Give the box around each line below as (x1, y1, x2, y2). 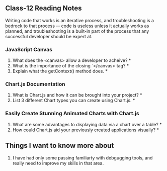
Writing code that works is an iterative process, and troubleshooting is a (5, 17, 154, 23)
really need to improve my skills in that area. (12, 160, 104, 166)
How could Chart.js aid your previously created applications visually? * (12, 127, 159, 133)
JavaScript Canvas (5, 46, 53, 53)
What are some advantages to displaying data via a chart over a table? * (12, 121, 162, 127)
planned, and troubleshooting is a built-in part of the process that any (5, 28, 149, 34)
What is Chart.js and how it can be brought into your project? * (12, 92, 142, 98)
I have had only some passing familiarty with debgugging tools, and (12, 154, 153, 160)
